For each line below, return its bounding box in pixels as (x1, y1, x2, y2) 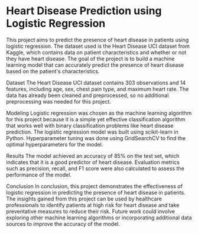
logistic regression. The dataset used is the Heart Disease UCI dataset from (6, 43, 190, 50)
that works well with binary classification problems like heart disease (6, 122, 174, 129)
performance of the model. (6, 171, 72, 178)
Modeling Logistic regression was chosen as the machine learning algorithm (6, 109, 192, 117)
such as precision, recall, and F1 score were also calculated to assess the (6, 164, 184, 172)
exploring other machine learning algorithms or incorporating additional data (6, 214, 192, 221)
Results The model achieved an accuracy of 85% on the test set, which (6, 152, 180, 159)
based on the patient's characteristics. (6, 67, 100, 75)
